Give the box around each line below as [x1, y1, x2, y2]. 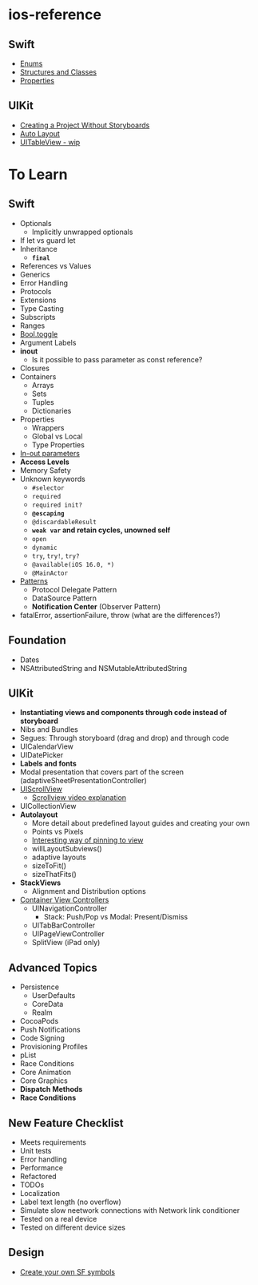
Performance [19, 1163, 64, 1173]
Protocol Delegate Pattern [31, 584, 117, 594]
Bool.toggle [19, 329, 58, 338]
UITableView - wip [19, 137, 81, 147]
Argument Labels [19, 337, 77, 347]
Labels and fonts [19, 759, 77, 769]
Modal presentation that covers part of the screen [19, 767, 185, 777]
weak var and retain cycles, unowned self [31, 525, 171, 535]
